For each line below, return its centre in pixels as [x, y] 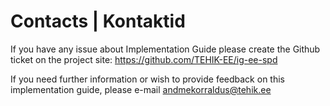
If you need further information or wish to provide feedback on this [147, 79]
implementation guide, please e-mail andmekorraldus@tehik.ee [141, 89]
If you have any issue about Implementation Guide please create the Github [165, 49]
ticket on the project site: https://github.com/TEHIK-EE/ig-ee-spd [144, 59]
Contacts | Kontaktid [98, 21]
